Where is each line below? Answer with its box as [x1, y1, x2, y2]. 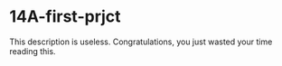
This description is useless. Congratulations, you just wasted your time [9, 36, 273, 47]
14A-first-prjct [9, 6, 121, 27]
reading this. [9, 45, 56, 56]
